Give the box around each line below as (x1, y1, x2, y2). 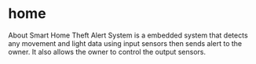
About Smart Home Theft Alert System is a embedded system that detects (8, 30, 249, 40)
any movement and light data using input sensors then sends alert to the (8, 38, 243, 48)
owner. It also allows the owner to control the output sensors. (8, 47, 207, 56)
